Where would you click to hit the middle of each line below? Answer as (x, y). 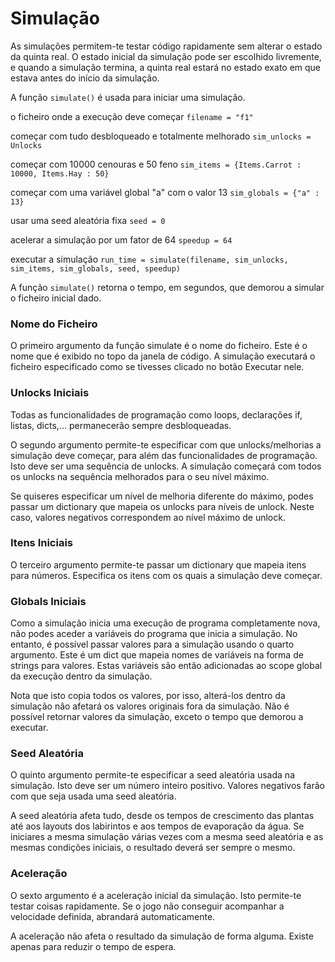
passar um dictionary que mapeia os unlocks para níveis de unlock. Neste (162, 506)
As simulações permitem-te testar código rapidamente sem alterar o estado (166, 46)
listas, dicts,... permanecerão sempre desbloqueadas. (121, 425)
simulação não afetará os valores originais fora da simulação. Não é (150, 706)
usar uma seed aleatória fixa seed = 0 (88, 220)
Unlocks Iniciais (50, 393)
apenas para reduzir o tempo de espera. (93, 946)
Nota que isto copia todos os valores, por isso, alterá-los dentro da (148, 696)
